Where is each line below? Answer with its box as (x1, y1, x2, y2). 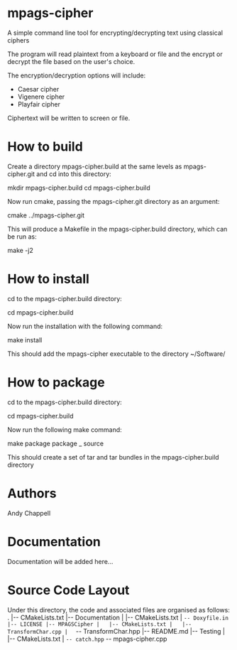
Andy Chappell (7, 509, 51, 517)
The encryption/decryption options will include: (7, 71, 146, 80)
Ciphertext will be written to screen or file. (7, 114, 131, 122)
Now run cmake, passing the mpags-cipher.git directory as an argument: (7, 197, 220, 205)
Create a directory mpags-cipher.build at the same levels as (7, 162, 182, 170)
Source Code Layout (7, 582, 130, 598)
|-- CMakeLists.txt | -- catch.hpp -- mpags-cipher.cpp (7, 634, 167, 643)
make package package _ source (7, 439, 104, 448)
